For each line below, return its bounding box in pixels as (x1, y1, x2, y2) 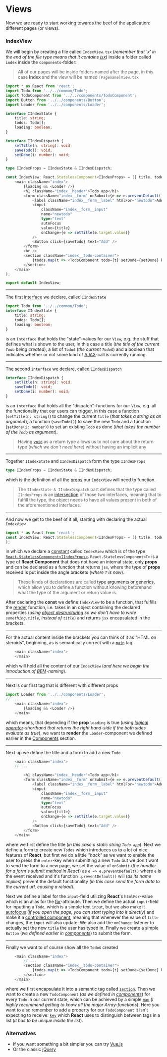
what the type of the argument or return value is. (17, 590, 117, 596)
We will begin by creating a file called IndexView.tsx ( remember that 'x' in (5, 49, 156, 55)
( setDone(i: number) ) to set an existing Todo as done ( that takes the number (5, 424, 161, 430)
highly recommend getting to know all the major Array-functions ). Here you (5, 1001, 160, 1007)
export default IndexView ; (5, 280, 61, 285)
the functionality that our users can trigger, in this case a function (5, 408, 139, 414)
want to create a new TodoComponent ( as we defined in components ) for (5, 991, 151, 997)
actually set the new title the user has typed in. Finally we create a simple (5, 925, 159, 931)
